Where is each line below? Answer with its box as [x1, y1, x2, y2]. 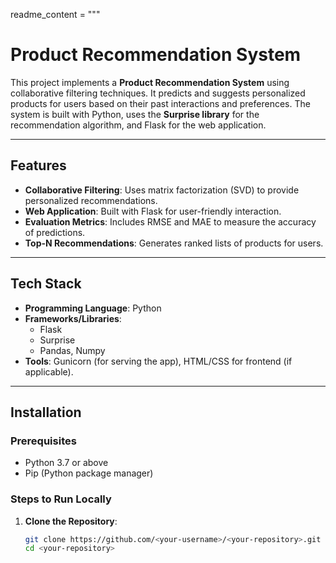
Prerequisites [10, 434, 77, 448]
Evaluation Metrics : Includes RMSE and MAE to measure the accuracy [24, 215, 317, 228]
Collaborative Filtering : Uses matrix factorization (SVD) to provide [24, 184, 300, 196]
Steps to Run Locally [10, 492, 112, 506]
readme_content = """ [10, 9, 101, 20]
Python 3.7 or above [24, 457, 109, 469]
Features [10, 157, 67, 174]
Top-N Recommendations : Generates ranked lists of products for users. [24, 237, 324, 249]
